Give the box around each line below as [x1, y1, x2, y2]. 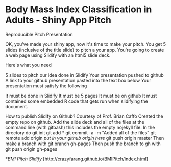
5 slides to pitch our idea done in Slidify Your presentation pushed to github [5, 71, 164, 78]
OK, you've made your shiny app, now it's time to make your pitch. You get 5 [5, 41, 166, 47]
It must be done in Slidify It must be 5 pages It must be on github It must [5, 92, 157, 99]
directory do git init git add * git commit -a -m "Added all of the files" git [5, 129, 156, 136]
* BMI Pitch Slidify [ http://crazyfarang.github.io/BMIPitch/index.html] [5, 156, 148, 162]
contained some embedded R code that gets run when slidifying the [5, 98, 148, 104]
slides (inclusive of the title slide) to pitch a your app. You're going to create [5, 46, 164, 53]
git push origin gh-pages [5, 146, 58, 152]
